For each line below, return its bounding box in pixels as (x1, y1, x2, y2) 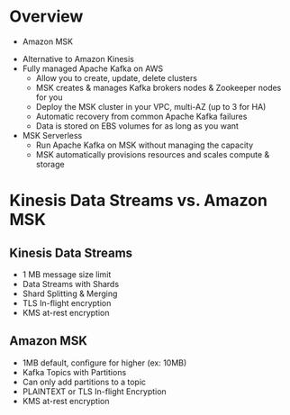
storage (35, 158, 65, 169)
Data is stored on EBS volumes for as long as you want (35, 120, 239, 131)
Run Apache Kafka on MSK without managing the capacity (35, 140, 254, 150)
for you (35, 92, 63, 103)
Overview (9, 6, 84, 27)
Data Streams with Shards (22, 278, 120, 289)
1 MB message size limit (22, 268, 112, 280)
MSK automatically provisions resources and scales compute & (35, 149, 270, 159)
